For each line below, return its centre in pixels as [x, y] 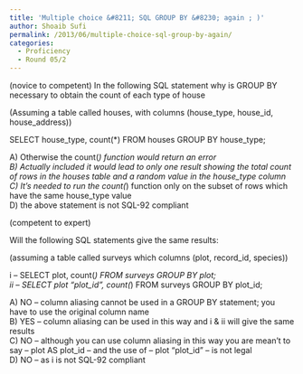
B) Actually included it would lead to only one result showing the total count [151, 167]
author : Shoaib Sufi [48, 26]
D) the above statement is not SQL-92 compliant [99, 205]
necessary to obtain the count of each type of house [108, 95]
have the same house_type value [71, 196]
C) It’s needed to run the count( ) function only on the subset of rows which [148, 186]
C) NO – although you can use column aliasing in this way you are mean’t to [150, 341]
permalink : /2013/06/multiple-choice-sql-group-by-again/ [121, 34]
